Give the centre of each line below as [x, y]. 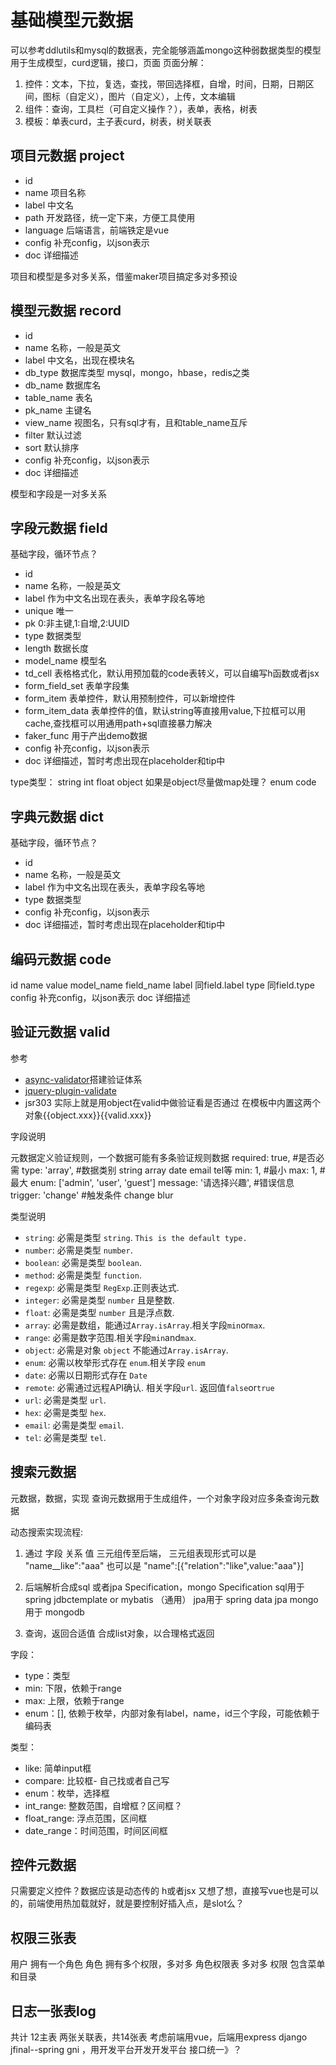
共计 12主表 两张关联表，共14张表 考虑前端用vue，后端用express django [159, 2037]
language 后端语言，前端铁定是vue [97, 230]
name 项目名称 [55, 192]
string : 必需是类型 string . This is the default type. [136, 1237]
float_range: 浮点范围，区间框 [86, 1818]
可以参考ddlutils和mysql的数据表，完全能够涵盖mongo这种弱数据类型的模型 [166, 50]
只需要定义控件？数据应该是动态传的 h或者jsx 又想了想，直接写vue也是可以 [164, 1891]
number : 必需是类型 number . [78, 1250]
